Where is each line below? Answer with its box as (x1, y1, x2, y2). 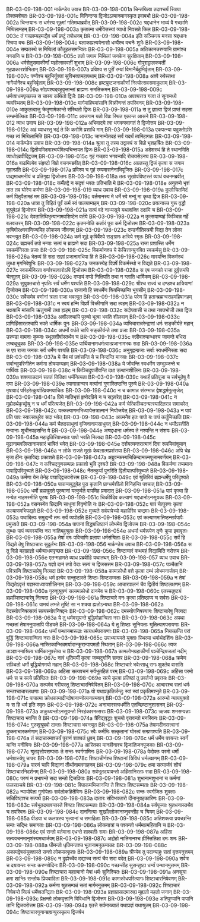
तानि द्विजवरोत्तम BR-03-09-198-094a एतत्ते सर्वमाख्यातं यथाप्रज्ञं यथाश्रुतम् (6, 902, 151, 909)
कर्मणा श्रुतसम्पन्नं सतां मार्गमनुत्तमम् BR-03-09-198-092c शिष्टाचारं (49, 882, 180, 889)
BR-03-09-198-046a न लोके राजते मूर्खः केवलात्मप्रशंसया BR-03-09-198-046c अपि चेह (6, 447, 191, 454)
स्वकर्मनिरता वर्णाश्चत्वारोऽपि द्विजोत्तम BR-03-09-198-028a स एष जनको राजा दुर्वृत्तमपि (20, 266, 189, 273)
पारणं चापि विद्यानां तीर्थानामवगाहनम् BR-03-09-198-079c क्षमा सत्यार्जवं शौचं (30, 761, 182, 768)
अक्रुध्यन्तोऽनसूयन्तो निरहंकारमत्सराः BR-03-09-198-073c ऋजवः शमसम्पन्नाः (39, 708, 191, 715)
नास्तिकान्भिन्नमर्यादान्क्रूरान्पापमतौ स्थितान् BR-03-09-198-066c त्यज (40, 641, 177, 648)
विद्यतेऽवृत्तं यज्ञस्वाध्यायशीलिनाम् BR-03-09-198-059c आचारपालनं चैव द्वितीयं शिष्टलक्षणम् (6, 581, 181, 588)
